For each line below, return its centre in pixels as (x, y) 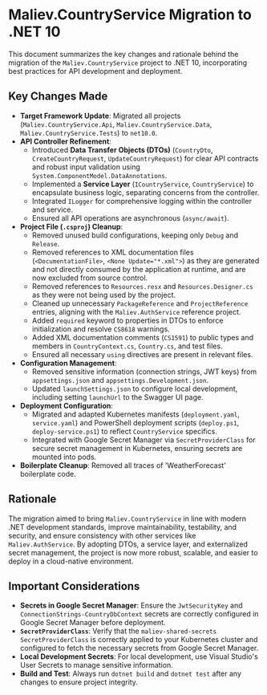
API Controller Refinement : (66, 141)
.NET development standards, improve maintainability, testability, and (123, 526)
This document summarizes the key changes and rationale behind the (123, 54)
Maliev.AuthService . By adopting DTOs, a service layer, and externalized (128, 544)
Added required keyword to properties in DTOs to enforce (127, 320)
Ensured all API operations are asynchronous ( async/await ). (131, 217)
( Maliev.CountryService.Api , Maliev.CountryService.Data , (116, 124)
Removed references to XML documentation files (113, 252)
